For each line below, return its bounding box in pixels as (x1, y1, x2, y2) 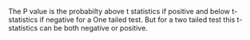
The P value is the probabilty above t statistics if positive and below (8, 7, 230, 16)
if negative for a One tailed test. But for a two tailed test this (39, 15, 236, 24)
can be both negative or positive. (39, 24, 148, 32)
